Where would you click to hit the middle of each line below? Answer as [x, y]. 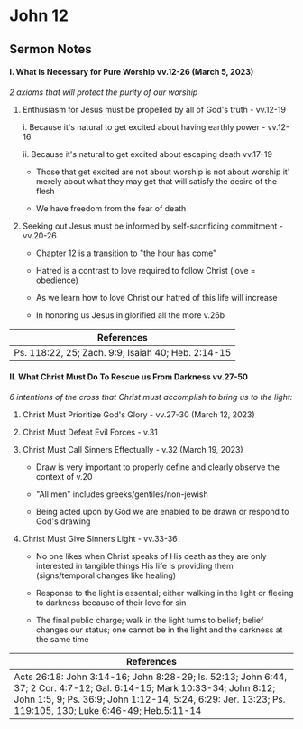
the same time [62, 639]
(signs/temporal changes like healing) [106, 575]
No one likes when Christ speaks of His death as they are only [151, 556]
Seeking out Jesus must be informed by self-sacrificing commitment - [153, 226]
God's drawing [63, 521]
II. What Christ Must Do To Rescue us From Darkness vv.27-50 [129, 377]
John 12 [39, 16]
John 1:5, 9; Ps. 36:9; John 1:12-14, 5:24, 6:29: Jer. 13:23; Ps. [150, 699]
